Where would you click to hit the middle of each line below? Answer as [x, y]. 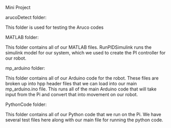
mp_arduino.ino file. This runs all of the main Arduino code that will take [81, 89]
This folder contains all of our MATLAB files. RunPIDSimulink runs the [79, 47]
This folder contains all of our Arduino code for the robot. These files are [82, 78]
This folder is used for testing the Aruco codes [54, 27]
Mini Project [18, 7]
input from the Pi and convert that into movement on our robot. [72, 94]
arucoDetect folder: [26, 17]
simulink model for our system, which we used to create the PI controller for [85, 53]
